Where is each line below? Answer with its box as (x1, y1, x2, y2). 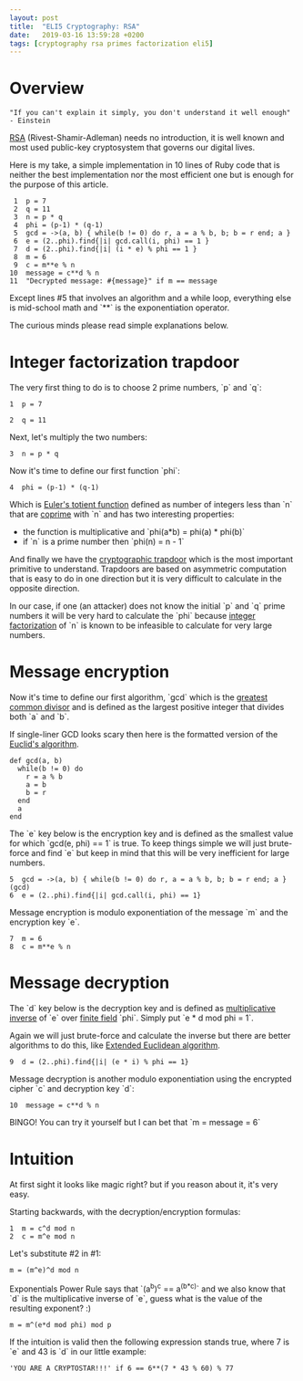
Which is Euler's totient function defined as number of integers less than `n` (9, 499, 293, 510)
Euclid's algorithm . (9, 738, 79, 749)
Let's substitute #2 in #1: (9, 1248, 102, 1259)
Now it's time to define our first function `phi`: (9, 466, 180, 476)
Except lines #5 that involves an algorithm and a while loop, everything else (9, 293, 292, 304)
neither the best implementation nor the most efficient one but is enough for (9, 170, 294, 181)
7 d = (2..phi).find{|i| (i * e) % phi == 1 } (13, 245, 197, 254)
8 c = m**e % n (9, 942, 71, 952)
